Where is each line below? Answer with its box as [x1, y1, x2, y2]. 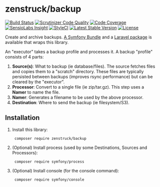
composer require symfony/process [14, 159, 85, 164]
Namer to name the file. [12, 89, 60, 95]
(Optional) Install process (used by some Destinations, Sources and [12, 145, 147, 150]
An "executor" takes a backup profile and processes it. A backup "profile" [5, 49, 153, 55]
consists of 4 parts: [5, 54, 44, 59]
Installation [5, 113, 40, 122]
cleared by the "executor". [12, 79, 65, 85]
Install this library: [12, 127, 48, 132]
